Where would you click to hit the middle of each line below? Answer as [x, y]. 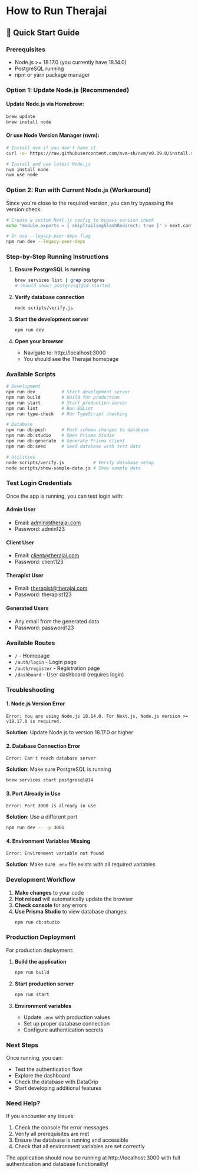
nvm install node [27, 169]
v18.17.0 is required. [34, 721]
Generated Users [27, 608]
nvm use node [22, 175]
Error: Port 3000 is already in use [51, 806]
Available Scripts [31, 374]
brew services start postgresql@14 [50, 780]
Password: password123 [44, 627]
